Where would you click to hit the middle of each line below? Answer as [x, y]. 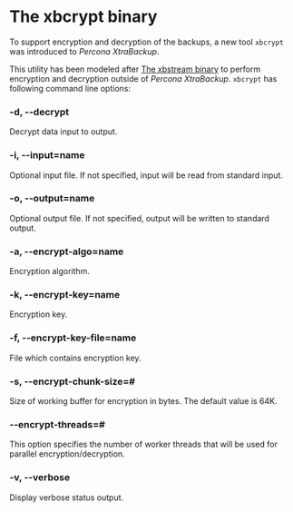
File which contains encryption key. [76, 358]
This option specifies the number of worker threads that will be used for [144, 444]
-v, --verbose [40, 478]
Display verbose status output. [67, 497]
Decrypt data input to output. [63, 132]
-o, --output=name [52, 199]
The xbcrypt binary [83, 17]
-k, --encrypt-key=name [65, 295]
